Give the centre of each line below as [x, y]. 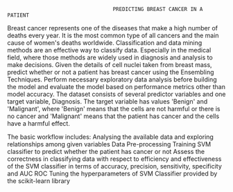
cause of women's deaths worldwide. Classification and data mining [105, 43]
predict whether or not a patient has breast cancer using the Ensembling [111, 72]
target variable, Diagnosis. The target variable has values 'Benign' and [107, 102]
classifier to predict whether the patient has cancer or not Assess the [106, 152]
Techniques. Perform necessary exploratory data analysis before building [112, 79]
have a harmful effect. [39, 123]
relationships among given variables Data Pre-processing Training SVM [109, 144]
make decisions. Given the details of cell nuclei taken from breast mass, [110, 65]
